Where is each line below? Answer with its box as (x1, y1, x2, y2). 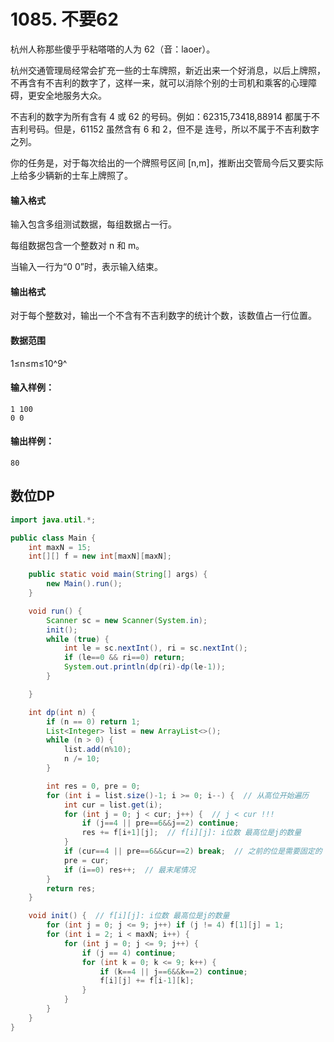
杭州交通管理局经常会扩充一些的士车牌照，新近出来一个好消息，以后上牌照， (10, 64, 326, 76)
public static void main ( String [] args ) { (28, 570, 208, 580)
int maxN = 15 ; (28, 542, 92, 552)
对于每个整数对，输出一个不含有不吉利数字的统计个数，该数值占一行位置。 (10, 310, 317, 322)
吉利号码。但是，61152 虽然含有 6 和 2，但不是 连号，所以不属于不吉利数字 (10, 123, 320, 135)
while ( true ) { (46, 634, 110, 644)
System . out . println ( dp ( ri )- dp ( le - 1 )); (63, 662, 226, 672)
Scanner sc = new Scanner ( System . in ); (46, 615, 208, 625)
